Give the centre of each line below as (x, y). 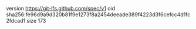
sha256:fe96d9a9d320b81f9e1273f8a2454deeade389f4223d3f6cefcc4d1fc (98, 14)
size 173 (36, 21)
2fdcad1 (16, 21)
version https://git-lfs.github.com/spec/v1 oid (61, 8)
